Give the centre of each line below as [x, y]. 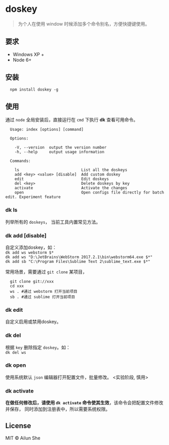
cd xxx [17, 286]
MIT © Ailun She [23, 438]
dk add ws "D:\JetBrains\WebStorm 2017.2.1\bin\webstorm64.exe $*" [79, 257]
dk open [16, 365]
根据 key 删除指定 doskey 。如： [38, 347]
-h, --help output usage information [59, 152]
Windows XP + [29, 54]
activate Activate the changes [71, 188]
